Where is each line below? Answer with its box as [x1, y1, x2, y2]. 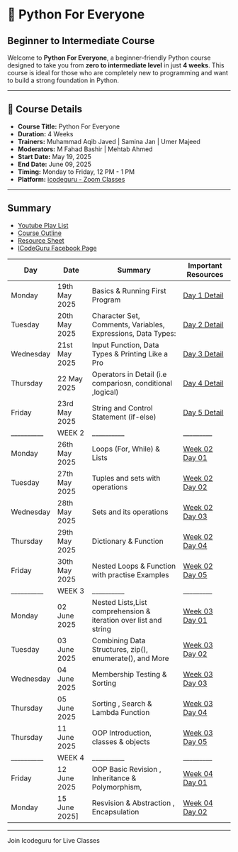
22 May [57, 373, 84, 383]
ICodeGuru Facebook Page [17, 244, 97, 252]
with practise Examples [91, 569, 169, 579]
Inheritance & [91, 773, 137, 783]
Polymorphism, [91, 782, 142, 792]
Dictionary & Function [91, 536, 164, 546]
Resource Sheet [17, 236, 65, 244]
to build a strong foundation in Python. [7, 76, 119, 84]
